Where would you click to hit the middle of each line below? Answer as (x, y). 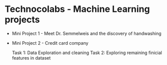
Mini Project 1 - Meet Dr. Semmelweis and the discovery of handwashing (87, 33)
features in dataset (31, 58)
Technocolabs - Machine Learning (77, 9)
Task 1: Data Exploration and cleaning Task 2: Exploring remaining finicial (87, 53)
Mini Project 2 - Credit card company (50, 43)
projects (22, 20)
